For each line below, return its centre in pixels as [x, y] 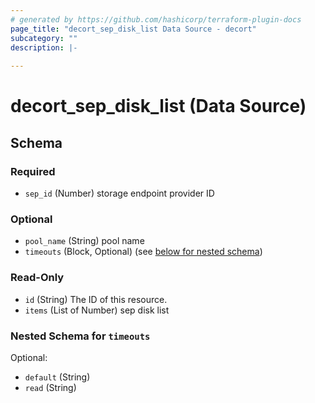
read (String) [50, 387]
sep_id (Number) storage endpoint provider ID [119, 193]
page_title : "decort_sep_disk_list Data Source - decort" [133, 29]
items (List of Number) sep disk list [97, 310]
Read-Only [37, 278]
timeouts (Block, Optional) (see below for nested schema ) [143, 252]
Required [33, 171]
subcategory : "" [44, 38]
